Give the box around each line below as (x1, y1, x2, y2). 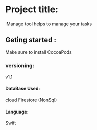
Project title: (5, 4, 59, 15)
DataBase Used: (5, 85, 40, 91)
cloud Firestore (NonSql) (5, 97, 57, 103)
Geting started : (5, 35, 56, 44)
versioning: (5, 62, 35, 69)
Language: (5, 108, 29, 115)
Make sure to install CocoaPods (5, 49, 72, 55)
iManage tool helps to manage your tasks (5, 21, 92, 27)
